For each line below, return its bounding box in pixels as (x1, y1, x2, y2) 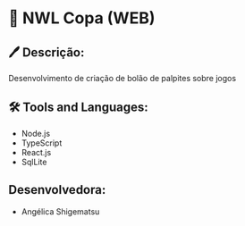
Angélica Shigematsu (21, 205, 100, 217)
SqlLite (21, 156, 47, 167)
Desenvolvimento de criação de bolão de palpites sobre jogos (8, 73, 237, 83)
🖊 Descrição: (8, 45, 85, 60)
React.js (21, 146, 52, 157)
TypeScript (21, 138, 63, 148)
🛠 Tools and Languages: (8, 100, 148, 115)
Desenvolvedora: (8, 182, 106, 197)
